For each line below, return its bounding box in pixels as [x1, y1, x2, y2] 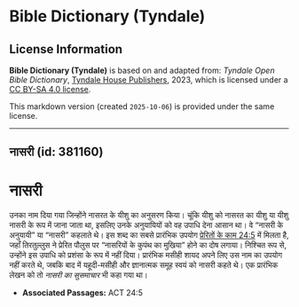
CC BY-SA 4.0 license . [9, 84, 91, 94]
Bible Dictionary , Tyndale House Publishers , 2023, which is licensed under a [9, 75, 288, 85]
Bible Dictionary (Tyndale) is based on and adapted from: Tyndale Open [9, 65, 275, 75]
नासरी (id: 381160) [9, 145, 104, 160]
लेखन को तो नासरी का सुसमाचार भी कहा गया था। [9, 270, 148, 280]
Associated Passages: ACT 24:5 [21, 287, 144, 298]
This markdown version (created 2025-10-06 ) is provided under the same [9, 101, 275, 112]
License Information [9, 42, 122, 57]
